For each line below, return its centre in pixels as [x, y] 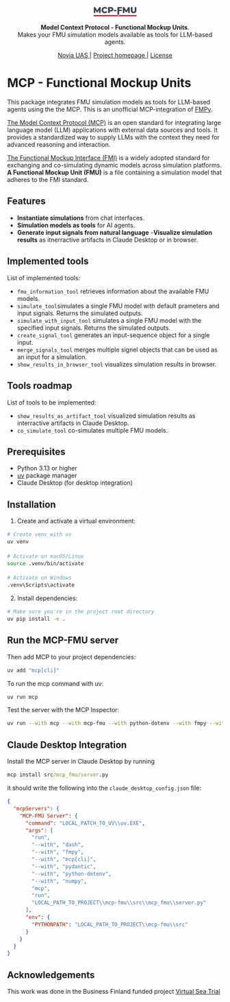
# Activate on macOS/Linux [46, 556]
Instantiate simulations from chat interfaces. [81, 218]
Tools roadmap [40, 386]
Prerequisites [36, 452]
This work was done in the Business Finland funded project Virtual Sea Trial [114, 992]
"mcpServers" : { [36, 808]
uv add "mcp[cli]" [33, 670]
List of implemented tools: [44, 277]
